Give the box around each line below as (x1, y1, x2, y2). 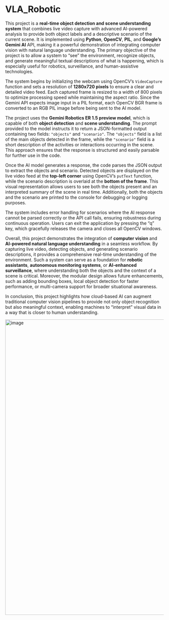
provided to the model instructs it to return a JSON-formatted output (5, 125, 147, 132)
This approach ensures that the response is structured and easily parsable (5, 147, 159, 153)
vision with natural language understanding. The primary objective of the (5, 47, 156, 53)
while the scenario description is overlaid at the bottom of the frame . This (5, 178, 158, 184)
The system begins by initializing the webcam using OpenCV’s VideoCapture (5, 78, 162, 84)
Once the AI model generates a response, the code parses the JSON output (5, 162, 162, 168)
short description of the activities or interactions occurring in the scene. (5, 141, 154, 147)
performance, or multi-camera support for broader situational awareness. (5, 284, 157, 290)
